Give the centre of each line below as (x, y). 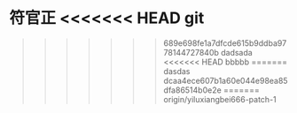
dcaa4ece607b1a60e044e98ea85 (226, 80)
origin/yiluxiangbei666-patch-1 (220, 99)
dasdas (177, 71)
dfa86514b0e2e (192, 90)
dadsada (236, 52)
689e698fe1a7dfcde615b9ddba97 (225, 43)
